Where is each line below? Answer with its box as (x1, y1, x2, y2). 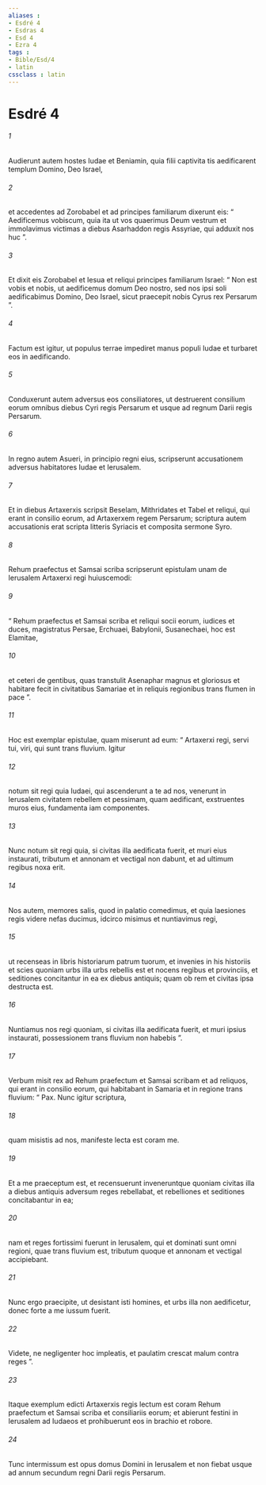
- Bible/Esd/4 (8, 56, 55, 64)
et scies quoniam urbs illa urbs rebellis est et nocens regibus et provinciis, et (8, 965, 259, 974)
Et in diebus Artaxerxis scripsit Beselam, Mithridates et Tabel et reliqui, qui (8, 505, 251, 515)
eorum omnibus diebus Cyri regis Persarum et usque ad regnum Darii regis (8, 402, 253, 412)
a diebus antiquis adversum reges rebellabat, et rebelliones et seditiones (8, 1187, 245, 1196)
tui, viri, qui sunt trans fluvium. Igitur (8, 743, 126, 754)
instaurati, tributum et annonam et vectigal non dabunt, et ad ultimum (8, 854, 234, 864)
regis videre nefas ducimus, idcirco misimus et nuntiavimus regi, (8, 914, 218, 923)
